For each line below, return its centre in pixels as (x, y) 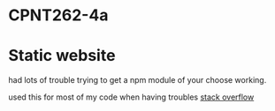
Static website (62, 56)
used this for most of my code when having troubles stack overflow (131, 97)
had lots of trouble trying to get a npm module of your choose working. (137, 80)
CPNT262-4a (58, 15)
